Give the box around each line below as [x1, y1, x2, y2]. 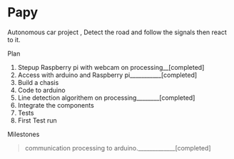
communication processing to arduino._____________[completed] [24, 143, 211, 152]
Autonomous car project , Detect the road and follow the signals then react [7, 28, 227, 36]
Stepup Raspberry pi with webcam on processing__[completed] [17, 63, 205, 71]
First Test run [17, 116, 57, 125]
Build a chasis [17, 78, 59, 86]
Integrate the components [17, 101, 94, 109]
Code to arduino [17, 86, 66, 94]
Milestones [7, 130, 40, 138]
